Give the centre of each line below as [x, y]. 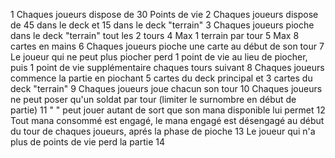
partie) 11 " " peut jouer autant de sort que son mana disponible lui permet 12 [168, 110]
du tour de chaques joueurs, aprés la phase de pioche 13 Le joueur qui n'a [163, 131]
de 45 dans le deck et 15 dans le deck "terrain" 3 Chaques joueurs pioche [162, 25]
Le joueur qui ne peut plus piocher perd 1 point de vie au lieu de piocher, [159, 57]
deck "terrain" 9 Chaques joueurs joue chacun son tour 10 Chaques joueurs [166, 88]
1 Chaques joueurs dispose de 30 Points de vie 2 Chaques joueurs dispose [164, 14]
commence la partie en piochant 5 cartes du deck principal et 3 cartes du [161, 78]
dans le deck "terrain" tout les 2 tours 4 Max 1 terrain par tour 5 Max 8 [155, 35]
